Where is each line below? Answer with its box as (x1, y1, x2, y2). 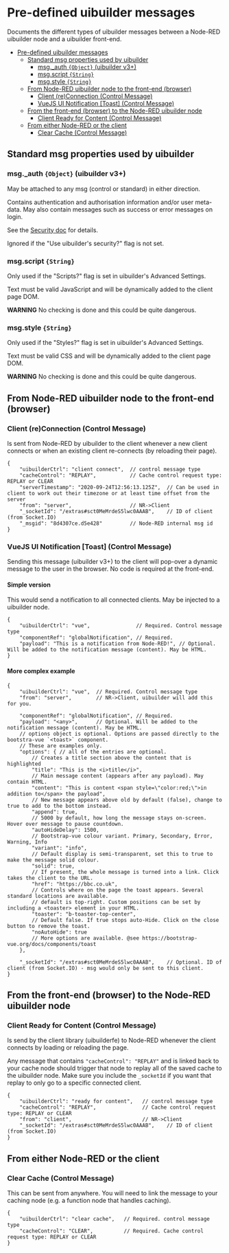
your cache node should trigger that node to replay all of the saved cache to (7, 1064, 222, 1072)
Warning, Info (7, 838, 48, 846)
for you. (7, 700, 32, 707)
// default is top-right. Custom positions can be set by (32, 899, 201, 905)
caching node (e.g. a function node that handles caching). (7, 1196, 171, 1204)
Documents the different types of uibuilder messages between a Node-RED (7, 27, 221, 36)
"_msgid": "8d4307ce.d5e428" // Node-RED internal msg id (19, 520, 213, 527)
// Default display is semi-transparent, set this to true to (32, 850, 213, 857)
